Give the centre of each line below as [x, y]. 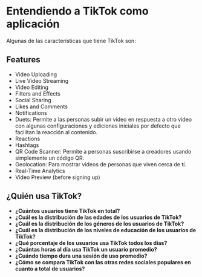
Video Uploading [36, 74]
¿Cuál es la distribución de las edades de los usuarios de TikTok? [98, 217]
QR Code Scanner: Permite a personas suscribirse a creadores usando [103, 151]
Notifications [31, 112]
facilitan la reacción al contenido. [56, 132]
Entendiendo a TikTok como [78, 11]
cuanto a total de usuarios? [50, 269]
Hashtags [27, 145]
